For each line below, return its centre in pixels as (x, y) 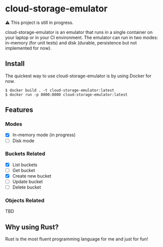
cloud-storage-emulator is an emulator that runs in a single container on (79, 32)
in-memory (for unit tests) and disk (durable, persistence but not (71, 42)
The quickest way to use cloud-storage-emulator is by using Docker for (78, 76)
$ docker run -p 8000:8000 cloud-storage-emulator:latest (66, 95)
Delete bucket (27, 187)
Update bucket (28, 182)
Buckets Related (25, 154)
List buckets (25, 165)
